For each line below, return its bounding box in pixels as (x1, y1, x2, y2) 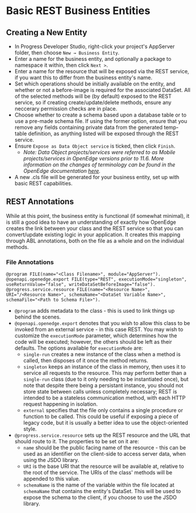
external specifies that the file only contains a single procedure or (23, 407, 183, 414)
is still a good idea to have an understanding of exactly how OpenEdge (6, 218, 177, 225)
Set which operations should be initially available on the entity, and (14, 80, 176, 87)
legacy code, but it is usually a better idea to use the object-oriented (23, 419, 188, 426)
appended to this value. (23, 476, 81, 483)
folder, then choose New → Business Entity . (14, 49, 120, 56)
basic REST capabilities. (14, 180, 73, 187)
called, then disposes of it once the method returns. (23, 357, 149, 364)
